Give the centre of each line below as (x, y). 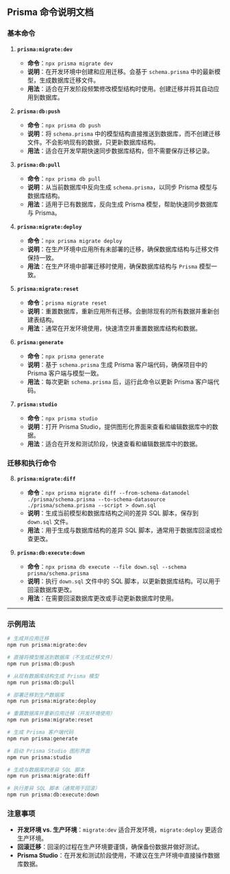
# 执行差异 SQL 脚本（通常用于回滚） (54, 788)
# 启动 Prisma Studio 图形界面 (49, 751)
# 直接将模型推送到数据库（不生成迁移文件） (61, 658)
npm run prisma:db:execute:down (53, 795)
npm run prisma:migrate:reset (50, 720)
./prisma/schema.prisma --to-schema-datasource (96, 499)
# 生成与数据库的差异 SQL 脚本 (46, 770)
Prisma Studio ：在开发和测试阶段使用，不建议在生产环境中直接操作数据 (118, 856)
